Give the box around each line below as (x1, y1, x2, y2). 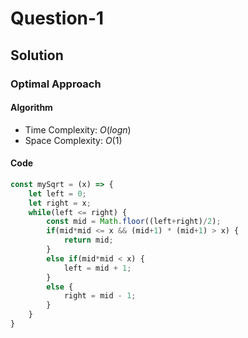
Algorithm (10, 102, 53, 114)
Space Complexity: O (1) (24, 134, 123, 146)
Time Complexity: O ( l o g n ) (24, 123, 132, 136)
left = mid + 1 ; (63, 263, 132, 273)
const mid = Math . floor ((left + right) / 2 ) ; (46, 217, 222, 227)
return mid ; (63, 235, 114, 246)
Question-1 (10, 7, 105, 30)
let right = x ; (28, 198, 92, 208)
